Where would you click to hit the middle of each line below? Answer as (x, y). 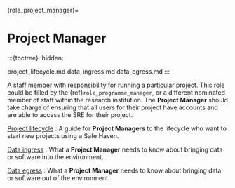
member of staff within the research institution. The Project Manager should (117, 100)
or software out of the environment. (59, 177)
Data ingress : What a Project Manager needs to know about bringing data (115, 149)
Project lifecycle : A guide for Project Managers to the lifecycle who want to (117, 128)
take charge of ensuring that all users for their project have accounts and (113, 107)
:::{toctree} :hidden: (35, 58)
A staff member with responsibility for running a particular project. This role (116, 85)
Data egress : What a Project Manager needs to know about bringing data (114, 170)
